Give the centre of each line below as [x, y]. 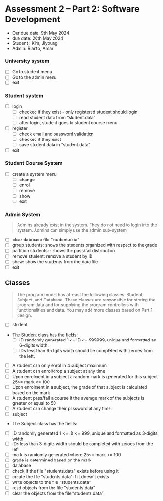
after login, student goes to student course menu [68, 122]
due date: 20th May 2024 [37, 38]
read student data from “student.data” [57, 117]
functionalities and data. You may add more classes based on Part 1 [85, 310]
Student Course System [34, 163]
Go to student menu [32, 72]
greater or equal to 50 [34, 403]
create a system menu [34, 174]
